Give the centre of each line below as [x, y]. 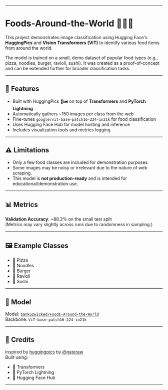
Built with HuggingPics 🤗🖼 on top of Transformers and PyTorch [79, 101]
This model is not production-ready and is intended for [70, 178]
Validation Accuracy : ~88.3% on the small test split [59, 219]
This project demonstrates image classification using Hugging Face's [76, 37]
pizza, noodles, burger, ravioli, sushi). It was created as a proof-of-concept [82, 63]
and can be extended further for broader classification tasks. [68, 68]
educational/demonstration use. [45, 183]
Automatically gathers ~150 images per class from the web [73, 114]
